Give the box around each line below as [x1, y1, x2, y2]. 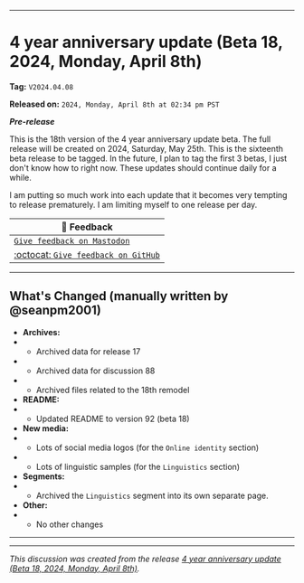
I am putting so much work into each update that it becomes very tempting [9, 189, 288, 200]
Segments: [22, 471, 65, 482]
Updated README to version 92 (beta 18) [35, 413, 190, 424]
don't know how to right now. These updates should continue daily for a [9, 162, 278, 173]
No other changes [35, 519, 104, 530]
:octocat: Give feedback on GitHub [14, 248, 161, 260]
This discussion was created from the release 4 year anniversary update [9, 553, 282, 564]
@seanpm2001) [9, 303, 102, 318]
